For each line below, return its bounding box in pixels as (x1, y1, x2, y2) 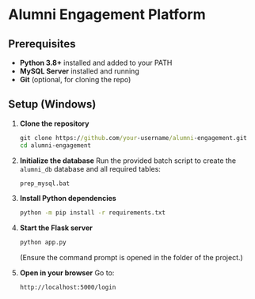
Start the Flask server (19, 223, 93, 233)
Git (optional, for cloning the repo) (19, 75, 131, 84)
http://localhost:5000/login (19, 283, 116, 292)
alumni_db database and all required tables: (19, 164, 161, 173)
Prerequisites (8, 37, 76, 51)
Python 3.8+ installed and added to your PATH (19, 58, 173, 67)
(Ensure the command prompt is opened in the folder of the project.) (19, 253, 243, 263)
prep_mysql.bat (19, 180, 70, 187)
